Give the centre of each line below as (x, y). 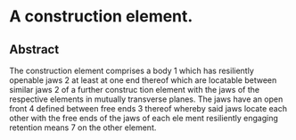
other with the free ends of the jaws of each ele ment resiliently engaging (144, 118)
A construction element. (101, 16)
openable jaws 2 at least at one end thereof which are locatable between (143, 80)
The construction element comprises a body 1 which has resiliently (132, 70)
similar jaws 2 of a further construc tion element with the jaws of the (135, 90)
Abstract (34, 49)
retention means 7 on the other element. (83, 128)
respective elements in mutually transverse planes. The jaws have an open (146, 99)
